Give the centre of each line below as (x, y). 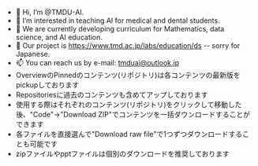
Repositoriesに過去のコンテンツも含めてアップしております (112, 95)
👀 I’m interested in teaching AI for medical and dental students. (118, 20)
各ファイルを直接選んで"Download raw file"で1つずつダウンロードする (129, 134)
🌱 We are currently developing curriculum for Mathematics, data (120, 29)
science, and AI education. (59, 37)
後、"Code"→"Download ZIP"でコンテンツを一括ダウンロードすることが (133, 114)
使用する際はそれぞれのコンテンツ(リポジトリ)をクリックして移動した (129, 105)
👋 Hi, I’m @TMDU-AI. (50, 12)
